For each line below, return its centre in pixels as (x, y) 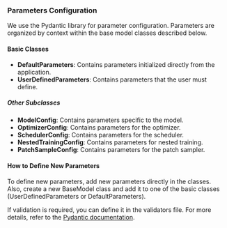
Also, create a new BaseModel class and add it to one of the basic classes (113, 189)
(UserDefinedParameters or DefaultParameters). (77, 196)
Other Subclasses (34, 102)
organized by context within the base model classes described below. (107, 33)
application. (34, 72)
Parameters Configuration (52, 10)
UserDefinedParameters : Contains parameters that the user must (112, 79)
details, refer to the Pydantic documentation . (71, 217)
